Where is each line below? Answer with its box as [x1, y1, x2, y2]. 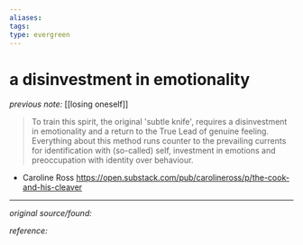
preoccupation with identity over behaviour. [31, 155, 194, 165]
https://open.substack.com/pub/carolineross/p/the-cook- [76, 173, 290, 184]
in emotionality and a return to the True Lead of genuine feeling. [31, 126, 269, 137]
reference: [9, 225, 48, 236]
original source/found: [9, 208, 93, 219]
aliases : [9, 13, 42, 23]
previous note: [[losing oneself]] [9, 99, 129, 109]
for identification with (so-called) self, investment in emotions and [31, 146, 276, 156]
